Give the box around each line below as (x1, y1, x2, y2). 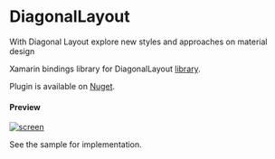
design (9, 45, 35, 56)
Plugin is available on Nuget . (9, 80, 116, 91)
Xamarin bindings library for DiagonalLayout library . (9, 63, 201, 74)
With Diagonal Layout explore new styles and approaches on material (9, 36, 268, 47)
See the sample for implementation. (9, 139, 142, 150)
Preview (9, 101, 41, 112)
